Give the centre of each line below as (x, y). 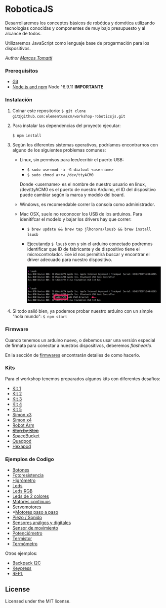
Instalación (19, 100)
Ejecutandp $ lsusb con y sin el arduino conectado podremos (90, 244)
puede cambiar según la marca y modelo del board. (72, 195)
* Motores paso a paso (35, 512)
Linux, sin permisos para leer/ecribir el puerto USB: (72, 159)
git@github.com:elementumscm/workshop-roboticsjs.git (69, 116)
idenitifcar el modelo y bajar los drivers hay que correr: (76, 219)
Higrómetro (24, 480)
